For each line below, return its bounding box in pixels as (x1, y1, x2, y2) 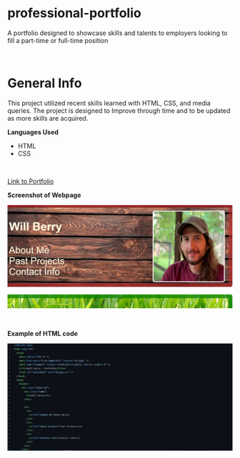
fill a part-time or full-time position (7, 36, 109, 44)
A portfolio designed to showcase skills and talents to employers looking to (7, 29, 228, 37)
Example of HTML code (7, 329, 79, 338)
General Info (7, 75, 82, 91)
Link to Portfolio (7, 176, 54, 185)
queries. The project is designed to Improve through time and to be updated (7, 106, 231, 115)
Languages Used (7, 127, 59, 136)
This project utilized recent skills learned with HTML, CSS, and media (7, 99, 211, 107)
